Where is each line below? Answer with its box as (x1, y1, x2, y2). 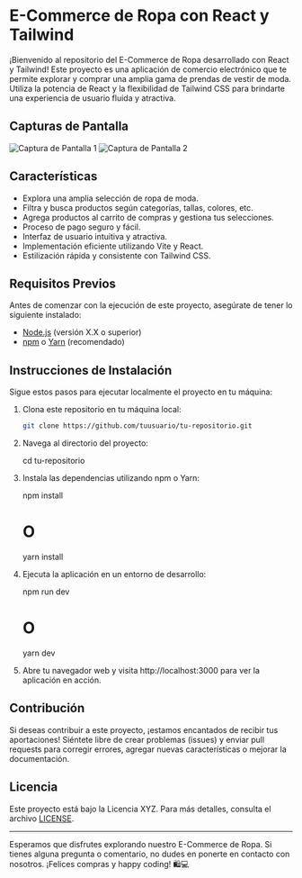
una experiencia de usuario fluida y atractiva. (9, 92, 177, 104)
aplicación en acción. (22, 674, 102, 685)
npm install (22, 490, 64, 501)
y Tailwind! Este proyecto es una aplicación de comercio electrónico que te (9, 64, 288, 75)
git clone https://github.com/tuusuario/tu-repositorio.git (22, 421, 253, 430)
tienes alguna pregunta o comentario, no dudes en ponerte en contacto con (9, 848, 290, 859)
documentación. (9, 753, 70, 764)
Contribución (9, 701, 85, 716)
